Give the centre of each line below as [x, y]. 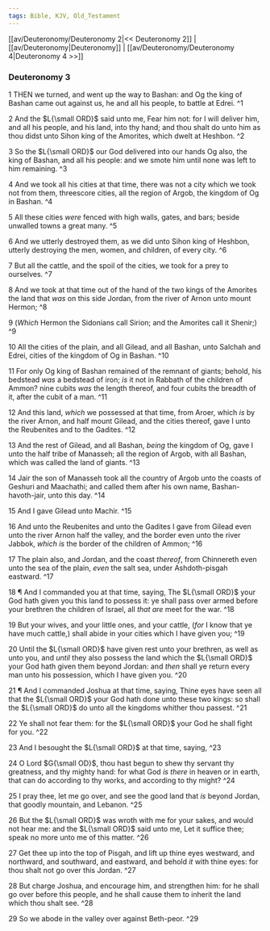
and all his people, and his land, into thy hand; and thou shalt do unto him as [135, 127]
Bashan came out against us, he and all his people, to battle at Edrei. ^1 [126, 103]
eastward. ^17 [31, 576]
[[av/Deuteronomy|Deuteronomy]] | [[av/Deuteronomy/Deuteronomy [122, 47]
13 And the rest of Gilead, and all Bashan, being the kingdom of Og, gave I [131, 445]
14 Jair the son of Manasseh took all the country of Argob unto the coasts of [135, 478]
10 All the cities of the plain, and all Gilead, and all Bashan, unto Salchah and [135, 346]
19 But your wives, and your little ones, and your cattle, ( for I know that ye [130, 625]
